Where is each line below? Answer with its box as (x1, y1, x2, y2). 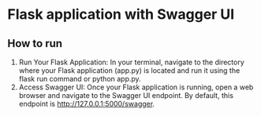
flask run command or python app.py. (18, 74, 141, 83)
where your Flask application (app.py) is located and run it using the (18, 66, 240, 75)
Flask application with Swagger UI (7, 5, 235, 24)
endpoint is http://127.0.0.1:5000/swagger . (18, 100, 155, 108)
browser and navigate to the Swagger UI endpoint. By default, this (18, 91, 234, 100)
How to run (7, 37, 63, 50)
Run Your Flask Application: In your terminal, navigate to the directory (18, 57, 245, 67)
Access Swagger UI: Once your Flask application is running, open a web (18, 82, 254, 92)
